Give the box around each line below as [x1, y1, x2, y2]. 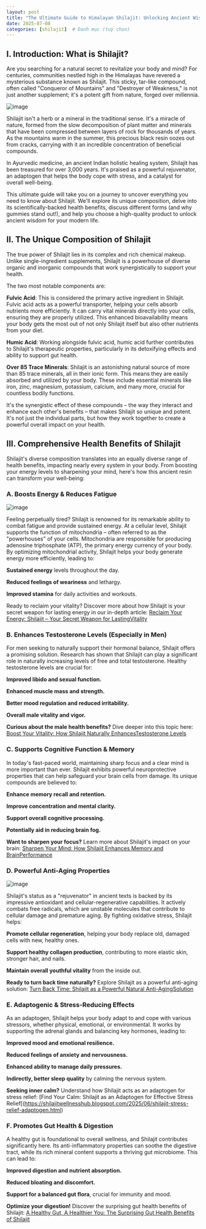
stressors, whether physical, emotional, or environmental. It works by [6, 1021, 181, 1029]
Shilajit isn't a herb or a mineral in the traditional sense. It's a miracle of [6, 115, 186, 123]
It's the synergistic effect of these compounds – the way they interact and [6, 401, 193, 408]
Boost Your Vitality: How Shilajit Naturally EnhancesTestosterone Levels [6, 730, 187, 737]
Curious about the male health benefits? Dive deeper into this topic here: [6, 723, 193, 731]
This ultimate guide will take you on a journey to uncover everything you [6, 191, 189, 198]
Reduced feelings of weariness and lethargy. [6, 578, 121, 585]
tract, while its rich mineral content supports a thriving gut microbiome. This [6, 1149, 198, 1156]
